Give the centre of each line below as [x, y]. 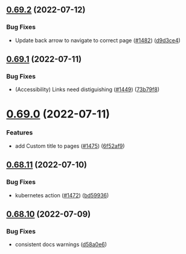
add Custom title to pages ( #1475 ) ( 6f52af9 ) [70, 146]
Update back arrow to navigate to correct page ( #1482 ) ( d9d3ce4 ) [98, 40]
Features [20, 133]
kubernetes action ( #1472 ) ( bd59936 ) [62, 195]
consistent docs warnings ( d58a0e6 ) [61, 244]
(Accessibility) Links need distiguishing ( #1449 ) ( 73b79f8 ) [87, 89]
